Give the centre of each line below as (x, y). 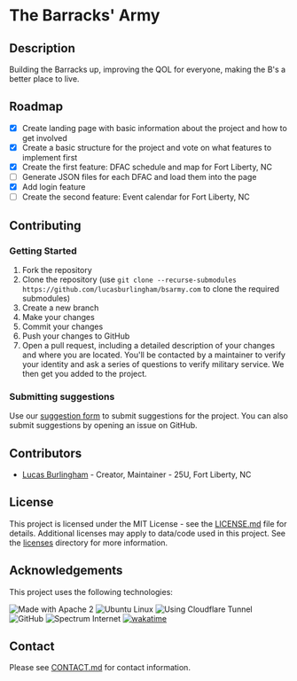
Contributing (45, 226)
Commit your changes (63, 326)
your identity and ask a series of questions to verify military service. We (153, 364)
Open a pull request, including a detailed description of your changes (148, 345)
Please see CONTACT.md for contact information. (100, 668)
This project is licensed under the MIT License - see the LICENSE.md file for (148, 523)
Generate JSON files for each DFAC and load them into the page (139, 177)
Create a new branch (60, 308)
